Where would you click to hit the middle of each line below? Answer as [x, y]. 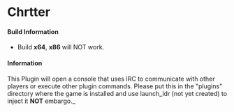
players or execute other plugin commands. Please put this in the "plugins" [115, 86]
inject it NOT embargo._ [41, 101]
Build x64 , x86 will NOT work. [61, 47]
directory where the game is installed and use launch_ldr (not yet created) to [117, 93]
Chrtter [29, 12]
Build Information [33, 31]
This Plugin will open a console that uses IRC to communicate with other [111, 79]
